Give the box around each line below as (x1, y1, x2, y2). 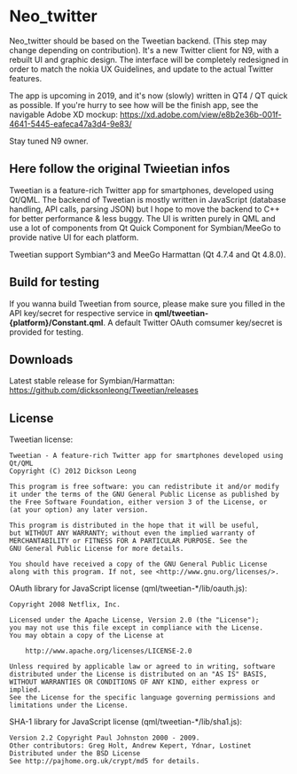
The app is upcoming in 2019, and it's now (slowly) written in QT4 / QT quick (9, 90, 288, 101)
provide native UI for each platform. (9, 232, 139, 243)
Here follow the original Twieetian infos (9, 161, 231, 176)
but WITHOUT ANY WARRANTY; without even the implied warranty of (9, 529, 255, 538)
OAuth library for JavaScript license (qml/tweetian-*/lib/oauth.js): (9, 583, 248, 594)
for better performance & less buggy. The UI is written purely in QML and (9, 213, 277, 223)
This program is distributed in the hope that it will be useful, (9, 521, 260, 530)
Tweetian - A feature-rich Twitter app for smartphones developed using (9, 452, 284, 461)
